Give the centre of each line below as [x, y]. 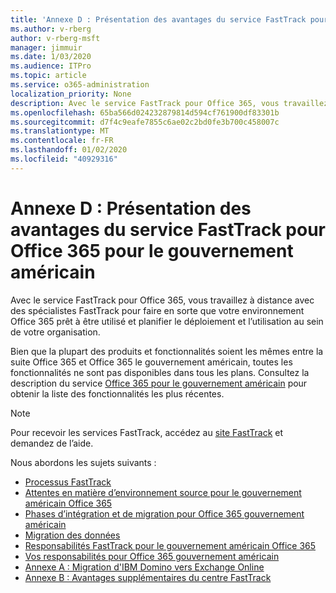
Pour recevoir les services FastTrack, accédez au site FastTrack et [147, 432]
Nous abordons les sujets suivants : [83, 462]
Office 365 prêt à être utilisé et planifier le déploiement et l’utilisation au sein [167, 321]
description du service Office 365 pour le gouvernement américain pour [159, 383]
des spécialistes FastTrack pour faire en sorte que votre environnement [157, 310]
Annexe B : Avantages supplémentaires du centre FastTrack [148, 577]
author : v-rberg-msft [55, 38]
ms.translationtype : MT [60, 131]
